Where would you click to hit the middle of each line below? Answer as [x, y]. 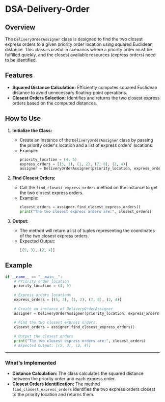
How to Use [23, 118]
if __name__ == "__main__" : [34, 277]
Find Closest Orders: [34, 178]
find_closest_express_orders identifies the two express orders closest [84, 389]
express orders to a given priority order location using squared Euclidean [79, 44]
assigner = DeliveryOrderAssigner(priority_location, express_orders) [88, 313]
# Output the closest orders [44, 336]
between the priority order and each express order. [64, 378]
